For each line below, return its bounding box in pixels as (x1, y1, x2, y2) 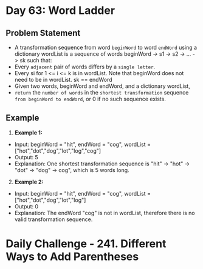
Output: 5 (14, 153, 39, 161)
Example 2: (14, 178, 44, 185)
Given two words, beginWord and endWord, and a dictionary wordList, (14, 82, 191, 90)
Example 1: (14, 128, 43, 136)
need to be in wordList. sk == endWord (14, 76, 112, 83)
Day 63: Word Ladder (5, 4, 115, 18)
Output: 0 (14, 202, 39, 210)
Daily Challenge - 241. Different (5, 237, 167, 250)
